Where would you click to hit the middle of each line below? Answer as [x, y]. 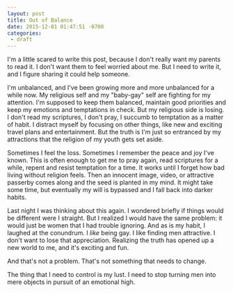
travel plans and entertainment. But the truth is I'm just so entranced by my [114, 132]
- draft [21, 40]
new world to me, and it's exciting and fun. [68, 248]
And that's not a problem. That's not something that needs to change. [107, 261]
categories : [24, 33]
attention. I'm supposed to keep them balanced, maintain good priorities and [116, 102]
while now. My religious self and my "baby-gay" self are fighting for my [109, 95]
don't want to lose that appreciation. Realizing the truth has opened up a [111, 240]
